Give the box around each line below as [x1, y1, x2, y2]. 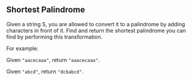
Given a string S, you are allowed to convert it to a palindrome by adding [6, 20, 185, 27]
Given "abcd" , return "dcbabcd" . [6, 68, 84, 75]
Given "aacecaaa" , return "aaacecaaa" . [6, 56, 100, 63]
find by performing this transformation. [6, 33, 103, 40]
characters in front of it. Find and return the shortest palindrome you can [6, 27, 187, 34]
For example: [6, 45, 39, 52]
